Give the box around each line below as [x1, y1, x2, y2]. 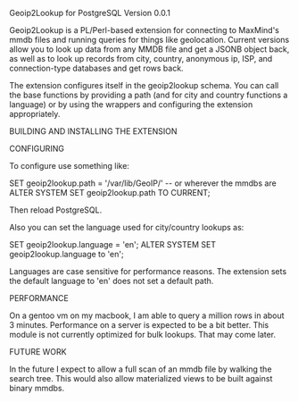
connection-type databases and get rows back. [9, 63, 185, 73]
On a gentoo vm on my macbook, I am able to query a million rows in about [9, 310, 285, 321]
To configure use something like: [9, 161, 129, 171]
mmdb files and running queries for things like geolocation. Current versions [9, 35, 290, 45]
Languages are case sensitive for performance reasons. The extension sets [9, 266, 287, 276]
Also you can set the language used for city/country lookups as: [9, 222, 244, 232]
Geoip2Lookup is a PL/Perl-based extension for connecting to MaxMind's [9, 25, 279, 35]
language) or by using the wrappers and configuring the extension [9, 99, 253, 110]
